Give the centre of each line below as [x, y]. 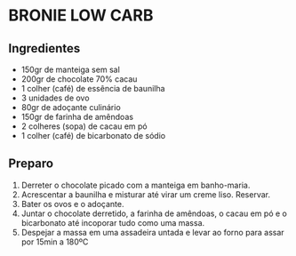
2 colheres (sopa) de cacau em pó [84, 126]
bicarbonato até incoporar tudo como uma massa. [113, 222]
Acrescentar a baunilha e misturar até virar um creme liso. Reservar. [145, 194]
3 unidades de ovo [55, 98]
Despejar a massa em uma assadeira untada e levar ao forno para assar [153, 232]
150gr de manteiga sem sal [71, 69]
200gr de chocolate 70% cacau [79, 79]
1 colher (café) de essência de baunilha [93, 88]
